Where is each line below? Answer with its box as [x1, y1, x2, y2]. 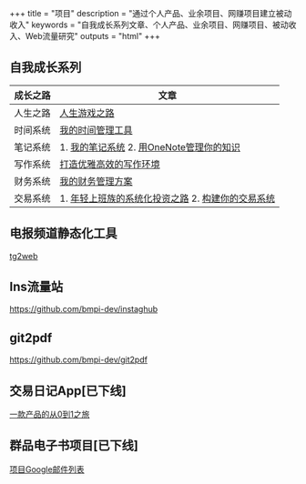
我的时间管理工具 [59, 124, 134, 136]
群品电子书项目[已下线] [9, 438, 138, 453]
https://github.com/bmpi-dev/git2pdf [9, 354, 148, 366]
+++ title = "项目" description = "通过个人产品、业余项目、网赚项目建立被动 [9, 8, 292, 18]
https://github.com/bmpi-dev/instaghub [9, 304, 158, 315]
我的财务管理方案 [59, 175, 134, 187]
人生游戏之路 [59, 106, 116, 119]
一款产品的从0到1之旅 [9, 408, 90, 420]
